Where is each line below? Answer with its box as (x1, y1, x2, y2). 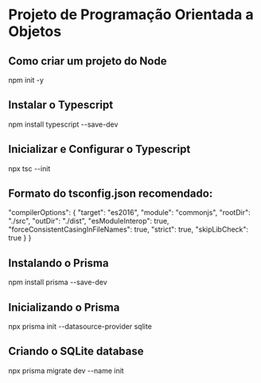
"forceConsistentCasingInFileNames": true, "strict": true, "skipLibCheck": (8, 225, 249, 234)
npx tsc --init (8, 163, 51, 173)
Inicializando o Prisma (8, 300, 120, 314)
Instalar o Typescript (8, 98, 114, 112)
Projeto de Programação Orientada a (8, 6, 254, 24)
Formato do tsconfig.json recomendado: (8, 187, 213, 201)
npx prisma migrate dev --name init (8, 365, 125, 375)
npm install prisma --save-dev (8, 277, 107, 287)
